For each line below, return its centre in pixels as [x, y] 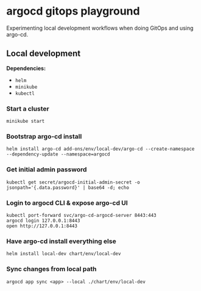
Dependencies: [26, 68]
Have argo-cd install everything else [62, 241]
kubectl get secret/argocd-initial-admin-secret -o [73, 182]
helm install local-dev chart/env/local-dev [64, 254]
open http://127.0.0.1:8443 [42, 226]
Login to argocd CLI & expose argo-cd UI [67, 203]
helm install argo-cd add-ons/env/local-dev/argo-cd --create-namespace [100, 149]
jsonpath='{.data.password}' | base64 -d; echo [68, 187]
